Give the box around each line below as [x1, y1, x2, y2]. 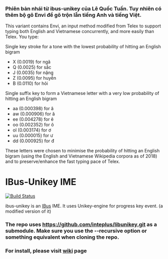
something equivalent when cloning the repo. [5, 234, 119, 241]
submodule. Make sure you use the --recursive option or [5, 228, 147, 235]
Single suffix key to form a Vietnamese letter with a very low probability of [5, 90, 159, 96]
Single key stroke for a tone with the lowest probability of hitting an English [5, 44, 161, 50]
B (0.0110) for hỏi [12, 80, 48, 86]
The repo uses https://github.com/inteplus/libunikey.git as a [5, 221, 157, 228]
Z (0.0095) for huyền [12, 75, 57, 81]
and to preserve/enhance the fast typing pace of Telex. [5, 158, 120, 165]
